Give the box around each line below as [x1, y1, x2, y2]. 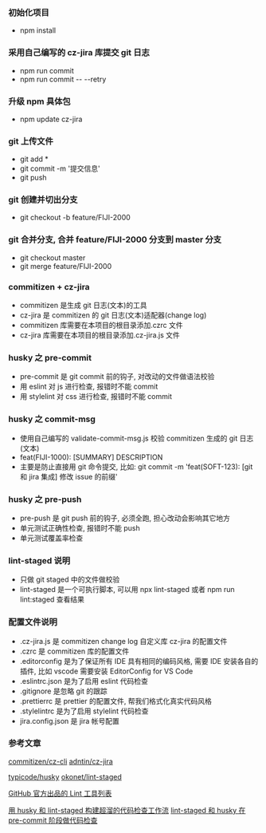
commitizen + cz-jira [8, 281, 90, 292]
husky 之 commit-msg [8, 413, 96, 424]
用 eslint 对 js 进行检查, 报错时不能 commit [19, 381, 158, 392]
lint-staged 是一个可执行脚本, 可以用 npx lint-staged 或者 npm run [19, 585, 235, 594]
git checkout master [19, 253, 86, 263]
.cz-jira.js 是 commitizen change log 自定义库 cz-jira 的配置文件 [19, 636, 228, 645]
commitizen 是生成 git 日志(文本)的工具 [19, 301, 147, 310]
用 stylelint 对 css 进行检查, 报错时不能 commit [19, 392, 173, 401]
